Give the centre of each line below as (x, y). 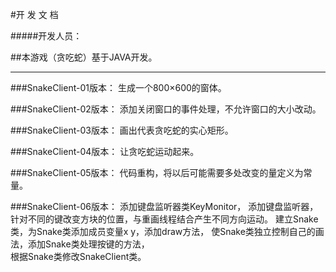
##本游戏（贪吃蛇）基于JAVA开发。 (84, 57)
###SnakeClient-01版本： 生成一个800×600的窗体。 (118, 87)
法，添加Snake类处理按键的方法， (80, 244)
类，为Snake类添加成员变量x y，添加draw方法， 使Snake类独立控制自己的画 (167, 231)
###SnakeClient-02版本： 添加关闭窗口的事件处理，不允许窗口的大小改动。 (166, 109)
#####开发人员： (46, 36)
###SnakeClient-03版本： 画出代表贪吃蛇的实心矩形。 (122, 130)
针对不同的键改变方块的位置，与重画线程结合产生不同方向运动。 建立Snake (164, 219)
